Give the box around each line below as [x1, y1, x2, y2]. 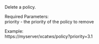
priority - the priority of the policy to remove [4, 19, 94, 24]
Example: [4, 28, 24, 34]
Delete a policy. [4, 4, 36, 10]
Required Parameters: [4, 14, 49, 19]
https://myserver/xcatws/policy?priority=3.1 [4, 34, 93, 39]
